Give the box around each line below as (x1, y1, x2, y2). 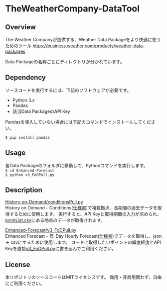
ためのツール (5, 43, 31, 49)
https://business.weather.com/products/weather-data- (32, 43, 145, 49)
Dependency (5, 73, 46, 82)
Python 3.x (12, 97, 35, 103)
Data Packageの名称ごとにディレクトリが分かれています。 (5, 59, 125, 65)
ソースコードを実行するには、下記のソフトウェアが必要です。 (5, 87, 131, 93)
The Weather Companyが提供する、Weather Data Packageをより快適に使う (5, 37, 161, 42)
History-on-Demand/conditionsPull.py (5, 199, 83, 205)
